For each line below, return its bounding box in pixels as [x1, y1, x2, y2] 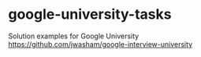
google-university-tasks [8, 5, 172, 23]
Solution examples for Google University [8, 31, 140, 41]
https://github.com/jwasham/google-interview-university [8, 39, 193, 48]
